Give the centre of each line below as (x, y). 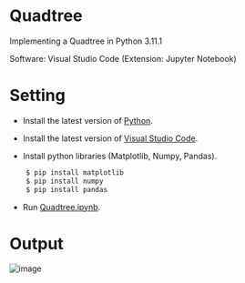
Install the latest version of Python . (87, 120)
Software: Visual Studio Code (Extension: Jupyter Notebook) (123, 58)
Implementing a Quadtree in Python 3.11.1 (86, 41)
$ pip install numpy (65, 181)
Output (36, 243)
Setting (37, 96)
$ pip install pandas (66, 189)
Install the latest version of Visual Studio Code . (110, 138)
